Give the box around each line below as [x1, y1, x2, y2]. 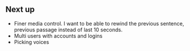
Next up [5, 5, 35, 14]
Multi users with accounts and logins [13, 32, 103, 39]
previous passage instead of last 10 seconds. [13, 26, 123, 33]
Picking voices [13, 38, 49, 45]
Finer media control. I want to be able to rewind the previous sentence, [13, 20, 185, 27]
